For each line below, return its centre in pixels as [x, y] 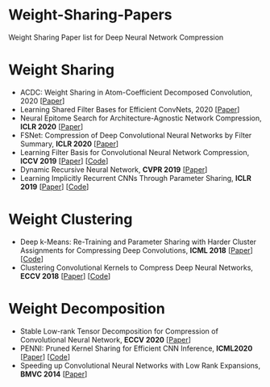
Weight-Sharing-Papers [90, 15]
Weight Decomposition [87, 309]
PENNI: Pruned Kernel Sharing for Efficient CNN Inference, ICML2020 [136, 348]
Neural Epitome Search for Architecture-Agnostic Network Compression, [141, 118]
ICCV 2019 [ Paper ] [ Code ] [64, 161]
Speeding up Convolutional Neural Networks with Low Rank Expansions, [140, 365]
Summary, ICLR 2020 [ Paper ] [69, 144]
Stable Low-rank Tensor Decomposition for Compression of [119, 331]
